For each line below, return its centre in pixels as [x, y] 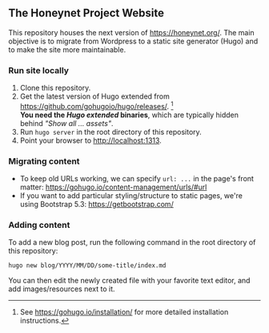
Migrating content [44, 161]
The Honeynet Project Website [86, 13]
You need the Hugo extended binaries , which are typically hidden [129, 115]
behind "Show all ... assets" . [66, 123]
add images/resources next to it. [62, 289]
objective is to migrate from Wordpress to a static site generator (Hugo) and [133, 41]
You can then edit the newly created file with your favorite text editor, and [129, 281]
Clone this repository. [55, 88]
